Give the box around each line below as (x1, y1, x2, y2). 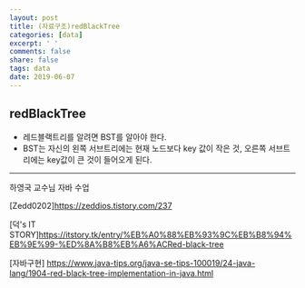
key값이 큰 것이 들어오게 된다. (46, 154, 152, 164)
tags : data (9, 65, 51, 74)
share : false (9, 55, 59, 65)
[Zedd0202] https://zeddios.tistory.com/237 (9, 200, 172, 211)
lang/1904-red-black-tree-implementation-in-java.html (9, 267, 214, 278)
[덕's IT (9, 219, 36, 230)
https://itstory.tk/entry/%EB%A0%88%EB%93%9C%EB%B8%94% (38, 229, 292, 240)
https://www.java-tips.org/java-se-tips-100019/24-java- (46, 257, 256, 268)
